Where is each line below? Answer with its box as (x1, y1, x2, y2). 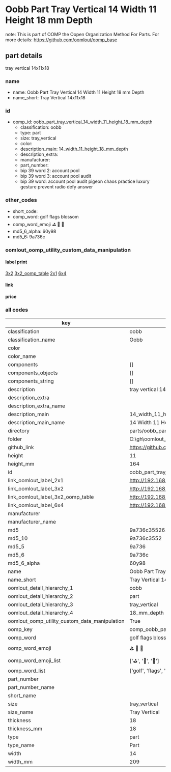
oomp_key (8, 626, 33, 633)
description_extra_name (8, 402, 65, 409)
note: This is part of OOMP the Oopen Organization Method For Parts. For (5, 31, 159, 37)
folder (8, 435, 22, 443)
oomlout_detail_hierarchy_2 (8, 593, 73, 600)
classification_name (8, 336, 55, 343)
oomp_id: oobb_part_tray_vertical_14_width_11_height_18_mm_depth (12, 119, 153, 125)
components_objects (8, 369, 58, 376)
